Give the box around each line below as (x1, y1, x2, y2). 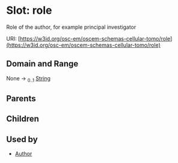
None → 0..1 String (6, 74, 51, 83)
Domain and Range (6, 59, 79, 69)
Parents (6, 93, 36, 104)
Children (6, 114, 39, 124)
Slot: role (6, 4, 52, 17)
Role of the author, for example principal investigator (6, 23, 137, 31)
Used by (6, 134, 38, 144)
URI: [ (6, 35, 20, 42)
